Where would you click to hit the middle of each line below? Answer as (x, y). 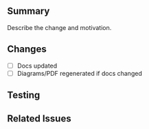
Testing (24, 95)
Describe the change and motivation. (59, 27)
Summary (28, 11)
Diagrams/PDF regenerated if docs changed (79, 73)
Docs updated (37, 66)
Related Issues (39, 118)
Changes (27, 49)
